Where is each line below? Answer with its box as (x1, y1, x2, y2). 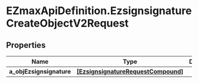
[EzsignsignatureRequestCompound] (76, 68, 184, 75)
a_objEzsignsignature (9, 68, 71, 75)
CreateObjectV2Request (6, 16, 129, 30)
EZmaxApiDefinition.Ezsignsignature (6, 4, 192, 18)
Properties (6, 40, 46, 50)
